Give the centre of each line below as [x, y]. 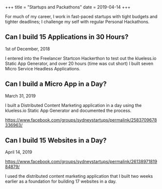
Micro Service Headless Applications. [43, 68]
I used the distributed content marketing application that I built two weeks [79, 176]
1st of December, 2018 [28, 49]
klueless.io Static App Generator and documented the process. [68, 110]
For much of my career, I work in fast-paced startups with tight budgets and [81, 16]
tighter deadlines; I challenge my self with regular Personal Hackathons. [77, 22]
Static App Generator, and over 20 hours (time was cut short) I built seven [79, 63]
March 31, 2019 [20, 96]
